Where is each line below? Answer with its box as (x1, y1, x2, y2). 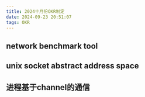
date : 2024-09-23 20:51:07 (6, 14, 72, 20)
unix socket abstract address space (6, 61, 139, 71)
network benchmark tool (6, 41, 98, 51)
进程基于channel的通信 (6, 82, 90, 92)
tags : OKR (6, 19, 30, 25)
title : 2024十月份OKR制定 (6, 8, 65, 15)
